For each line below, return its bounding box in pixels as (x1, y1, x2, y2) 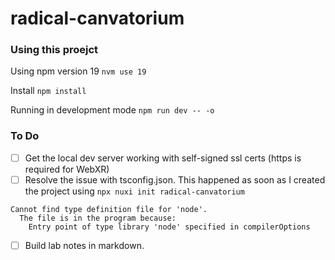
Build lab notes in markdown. (24, 239, 145, 251)
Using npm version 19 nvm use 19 (10, 65, 147, 77)
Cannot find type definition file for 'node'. (10, 204, 208, 214)
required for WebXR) (24, 163, 110, 175)
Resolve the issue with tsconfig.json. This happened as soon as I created (24, 173, 326, 186)
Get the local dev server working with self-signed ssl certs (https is (24, 152, 302, 164)
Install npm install (10, 85, 87, 97)
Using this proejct (10, 43, 99, 57)
